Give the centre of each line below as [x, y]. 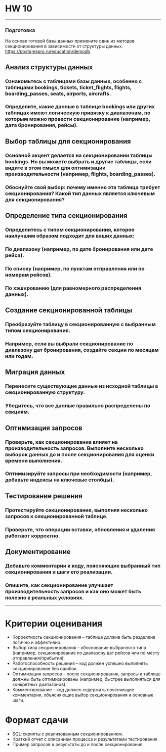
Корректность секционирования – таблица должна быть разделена [84, 637]
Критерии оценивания [54, 623]
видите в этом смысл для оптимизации [56, 168]
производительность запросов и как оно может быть [73, 591]
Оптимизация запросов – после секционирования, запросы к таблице [86, 674]
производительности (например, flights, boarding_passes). [80, 174]
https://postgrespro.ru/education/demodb [48, 51]
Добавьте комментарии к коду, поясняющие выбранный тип [83, 566]
